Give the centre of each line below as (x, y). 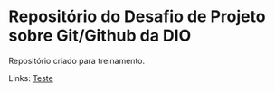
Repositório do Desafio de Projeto (137, 17)
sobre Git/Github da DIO (100, 36)
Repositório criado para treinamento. (77, 60)
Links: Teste (31, 78)
